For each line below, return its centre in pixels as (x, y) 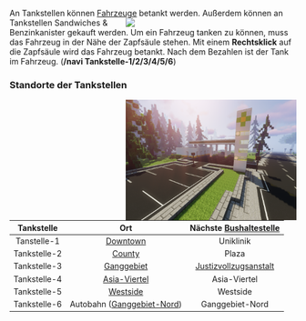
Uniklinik (235, 241)
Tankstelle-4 (37, 279)
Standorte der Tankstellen (68, 85)
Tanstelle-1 (38, 241)
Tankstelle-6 (37, 305)
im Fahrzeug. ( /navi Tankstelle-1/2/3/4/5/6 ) (93, 61)
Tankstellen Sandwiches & (59, 23)
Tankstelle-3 (37, 266)
